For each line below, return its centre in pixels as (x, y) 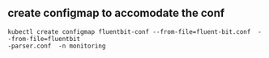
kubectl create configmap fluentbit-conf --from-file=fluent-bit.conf (129, 31)
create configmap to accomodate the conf (116, 13)
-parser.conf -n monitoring (57, 46)
